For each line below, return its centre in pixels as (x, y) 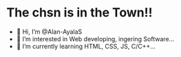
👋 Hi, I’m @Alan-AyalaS (49, 32)
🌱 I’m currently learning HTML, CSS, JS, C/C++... (86, 46)
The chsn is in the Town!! (79, 13)
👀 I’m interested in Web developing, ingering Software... (95, 38)
